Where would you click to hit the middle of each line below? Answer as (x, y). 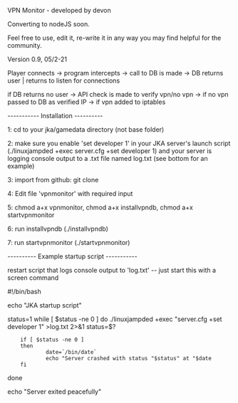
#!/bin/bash (24, 292)
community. (25, 45)
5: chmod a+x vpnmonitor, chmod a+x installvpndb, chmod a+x (100, 207)
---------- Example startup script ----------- (72, 256)
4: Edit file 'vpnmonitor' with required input (70, 194)
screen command (33, 278)
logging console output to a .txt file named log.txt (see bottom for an (108, 158)
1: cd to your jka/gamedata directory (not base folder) (86, 130)
